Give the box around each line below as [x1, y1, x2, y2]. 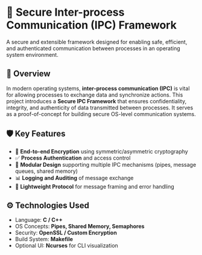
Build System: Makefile [14, 236, 74, 243]
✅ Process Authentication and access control [14, 154, 131, 161]
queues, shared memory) [14, 167, 78, 175]
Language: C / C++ [14, 216, 63, 224]
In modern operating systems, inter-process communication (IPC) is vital [6, 85, 190, 92]
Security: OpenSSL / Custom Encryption [14, 229, 118, 236]
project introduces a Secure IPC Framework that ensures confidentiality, [6, 97, 187, 105]
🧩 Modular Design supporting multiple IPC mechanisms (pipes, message [14, 161, 197, 168]
